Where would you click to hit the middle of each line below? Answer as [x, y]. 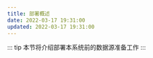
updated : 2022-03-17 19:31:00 [51, 27]
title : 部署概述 [29, 14]
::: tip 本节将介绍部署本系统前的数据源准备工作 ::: [76, 48]
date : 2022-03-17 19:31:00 [46, 20]
